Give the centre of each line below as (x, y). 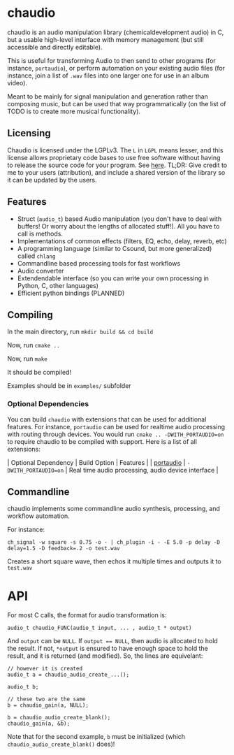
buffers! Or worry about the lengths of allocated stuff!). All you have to (118, 226)
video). (17, 82)
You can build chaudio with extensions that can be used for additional (107, 419)
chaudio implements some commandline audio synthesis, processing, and (114, 509)
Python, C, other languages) (58, 285)
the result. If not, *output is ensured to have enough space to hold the (108, 649)
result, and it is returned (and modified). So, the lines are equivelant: (105, 656)
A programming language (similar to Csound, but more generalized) (115, 248)
